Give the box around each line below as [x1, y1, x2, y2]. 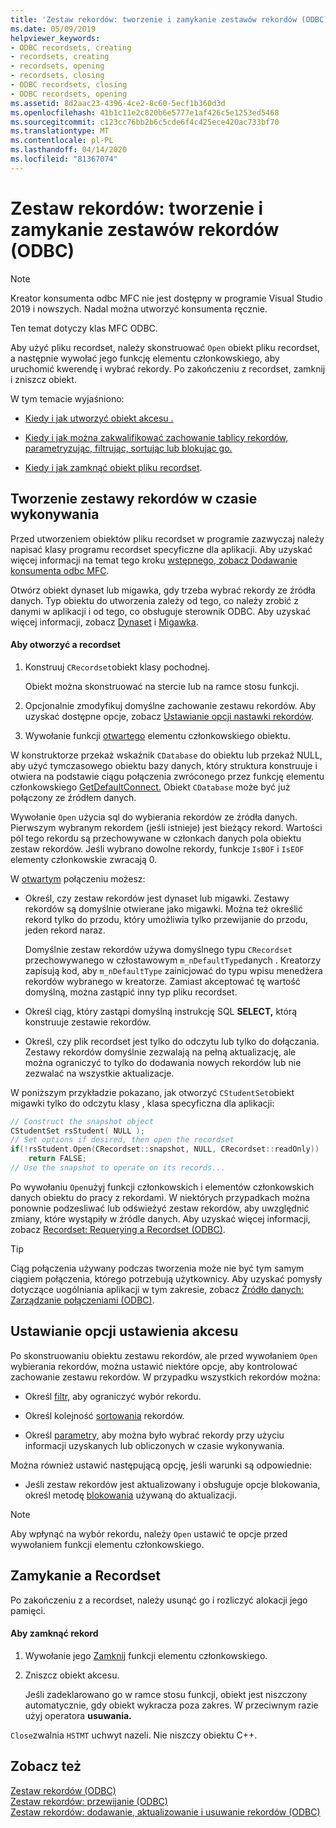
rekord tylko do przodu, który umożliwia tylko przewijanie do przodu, [24, 913, 308, 925]
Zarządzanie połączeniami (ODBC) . [10, 1294, 155, 1306]
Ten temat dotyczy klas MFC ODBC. [10, 322, 158, 334]
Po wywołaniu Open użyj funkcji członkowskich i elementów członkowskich [10, 1181, 315, 1193]
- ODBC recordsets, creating [10, 42, 132, 53]
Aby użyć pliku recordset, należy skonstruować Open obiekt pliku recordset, [10, 341, 321, 353]
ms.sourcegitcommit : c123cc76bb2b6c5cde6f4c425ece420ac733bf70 [10, 117, 280, 127]
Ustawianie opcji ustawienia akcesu [10, 1323, 239, 1340]
